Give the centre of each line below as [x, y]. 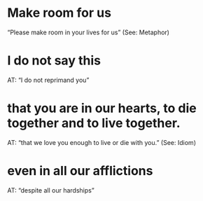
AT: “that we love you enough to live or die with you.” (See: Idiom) [101, 142]
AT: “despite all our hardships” [51, 190]
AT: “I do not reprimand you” [48, 80]
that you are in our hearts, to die [102, 108]
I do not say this [54, 61]
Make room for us [59, 13]
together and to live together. [94, 123]
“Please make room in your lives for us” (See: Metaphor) [89, 32]
